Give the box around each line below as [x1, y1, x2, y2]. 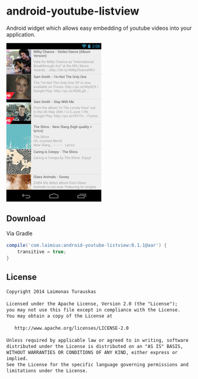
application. [6, 30, 36, 38]
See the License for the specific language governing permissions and [6, 362, 189, 368]
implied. [6, 356, 29, 362]
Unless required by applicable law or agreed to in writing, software [6, 338, 189, 344]
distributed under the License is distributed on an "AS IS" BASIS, [6, 344, 183, 350]
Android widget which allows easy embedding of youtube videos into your [6, 24, 193, 32]
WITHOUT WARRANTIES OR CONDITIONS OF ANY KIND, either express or [6, 350, 178, 356]
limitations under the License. [6, 368, 88, 374]
